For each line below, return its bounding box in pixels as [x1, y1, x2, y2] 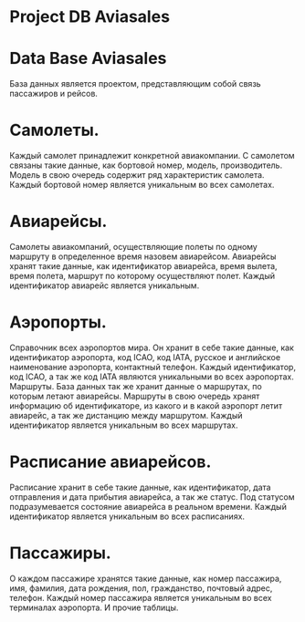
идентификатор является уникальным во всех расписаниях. [9, 511, 245, 522]
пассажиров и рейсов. [9, 88, 99, 99]
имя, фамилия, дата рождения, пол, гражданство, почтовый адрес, [9, 582, 273, 594]
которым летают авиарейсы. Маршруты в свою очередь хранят [9, 390, 260, 401]
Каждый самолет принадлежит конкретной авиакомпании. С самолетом [9, 150, 295, 161]
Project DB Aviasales [9, 6, 171, 27]
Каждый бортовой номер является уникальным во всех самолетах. [9, 180, 275, 191]
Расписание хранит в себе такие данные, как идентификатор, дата [9, 482, 271, 492]
